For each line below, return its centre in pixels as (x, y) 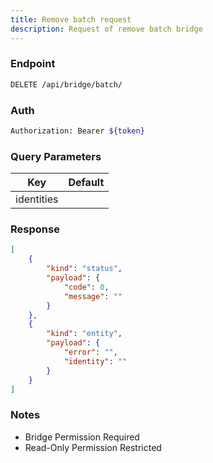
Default (86, 183)
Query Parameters (56, 156)
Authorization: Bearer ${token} (77, 131)
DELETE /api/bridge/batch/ (66, 84)
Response (35, 229)
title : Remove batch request (71, 19)
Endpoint (33, 64)
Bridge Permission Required (82, 437)
